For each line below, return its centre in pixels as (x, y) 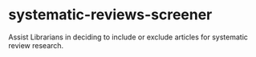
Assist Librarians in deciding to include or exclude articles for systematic (128, 37)
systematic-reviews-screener (110, 15)
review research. (36, 45)
